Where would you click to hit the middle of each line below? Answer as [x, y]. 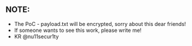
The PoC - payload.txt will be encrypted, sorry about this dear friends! [100, 24]
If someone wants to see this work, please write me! [78, 30]
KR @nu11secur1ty [36, 36]
